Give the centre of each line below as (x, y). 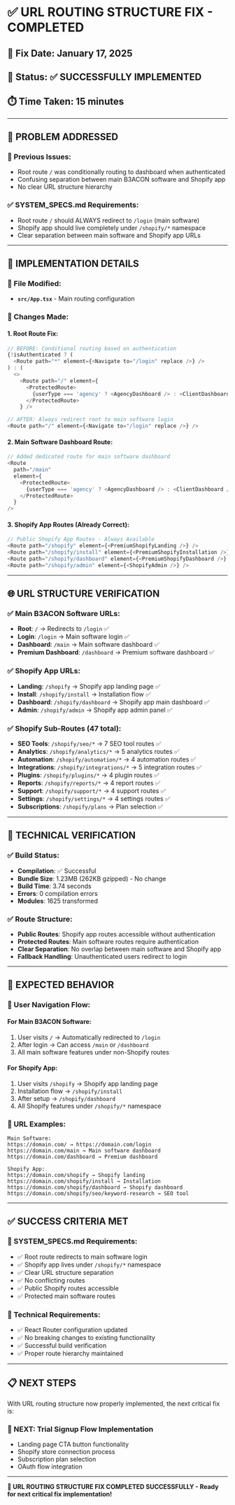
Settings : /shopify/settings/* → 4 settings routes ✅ (94, 799)
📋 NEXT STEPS (42, 1383)
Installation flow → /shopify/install (70, 1091)
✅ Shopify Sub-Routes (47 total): (64, 728)
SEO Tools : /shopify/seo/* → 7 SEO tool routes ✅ (90, 744)
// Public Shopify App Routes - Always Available (81, 539)
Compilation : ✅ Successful (57, 871)
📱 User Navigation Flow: (49, 1005)
